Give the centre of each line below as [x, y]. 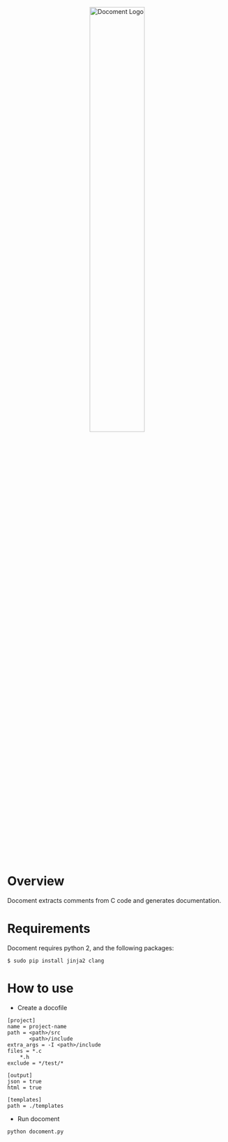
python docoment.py [36, 1132]
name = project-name [37, 1026]
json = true [24, 1081]
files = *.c [24, 1051]
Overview [36, 881]
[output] [20, 1075]
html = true [24, 1088]
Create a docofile [42, 1007]
